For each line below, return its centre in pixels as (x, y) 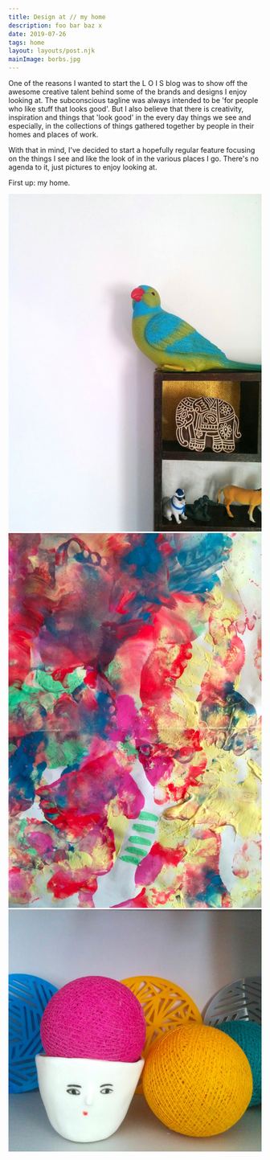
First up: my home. (39, 182)
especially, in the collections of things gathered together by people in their (131, 126)
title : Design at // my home (57, 17)
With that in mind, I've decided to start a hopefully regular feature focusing (132, 150)
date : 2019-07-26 (37, 34)
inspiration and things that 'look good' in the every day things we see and (130, 117)
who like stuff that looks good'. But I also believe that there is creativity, (126, 109)
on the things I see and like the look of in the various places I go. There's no (134, 158)
